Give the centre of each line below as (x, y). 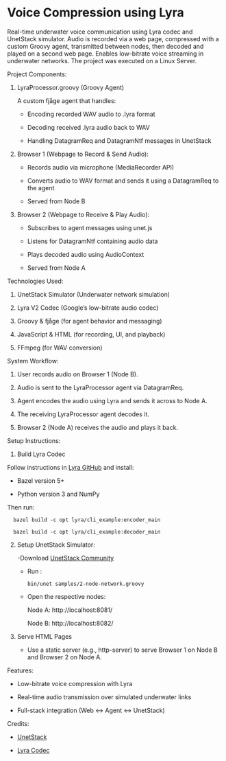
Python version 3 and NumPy (58, 494)
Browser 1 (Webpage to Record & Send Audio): (83, 154)
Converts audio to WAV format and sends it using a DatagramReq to (123, 181)
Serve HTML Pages (45, 636)
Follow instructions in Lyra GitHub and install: (71, 467)
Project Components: (37, 74)
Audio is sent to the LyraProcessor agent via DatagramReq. (100, 387)
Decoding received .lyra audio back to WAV (89, 127)
